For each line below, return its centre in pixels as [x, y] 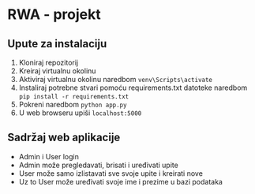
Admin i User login [49, 156]
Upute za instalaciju [57, 44]
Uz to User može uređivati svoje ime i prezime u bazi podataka [120, 181]
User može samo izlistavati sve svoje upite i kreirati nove [111, 173]
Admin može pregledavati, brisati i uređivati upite [98, 165]
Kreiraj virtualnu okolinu [57, 71]
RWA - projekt [54, 15]
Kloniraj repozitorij [49, 62]
